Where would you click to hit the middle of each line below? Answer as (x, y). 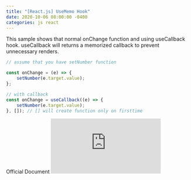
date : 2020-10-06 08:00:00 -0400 (47, 17)
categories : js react (33, 22)
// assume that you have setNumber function (61, 62)
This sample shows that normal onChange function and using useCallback (96, 39)
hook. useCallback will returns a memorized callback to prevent (83, 45)
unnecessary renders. (33, 52)
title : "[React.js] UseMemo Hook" (48, 11)
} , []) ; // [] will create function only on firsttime (74, 111)
